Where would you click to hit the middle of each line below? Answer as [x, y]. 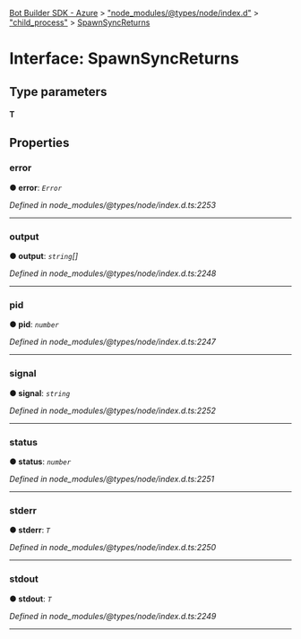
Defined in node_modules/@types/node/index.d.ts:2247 [113, 342]
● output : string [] [44, 256]
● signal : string [40, 393]
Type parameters [58, 92]
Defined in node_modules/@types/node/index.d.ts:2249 [113, 616]
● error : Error [36, 187]
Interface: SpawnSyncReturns [124, 59]
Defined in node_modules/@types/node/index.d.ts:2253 [113, 204]
